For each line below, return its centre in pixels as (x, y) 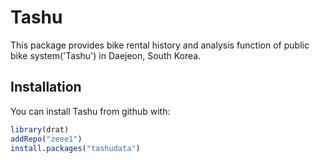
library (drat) (40, 129)
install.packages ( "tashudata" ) (75, 148)
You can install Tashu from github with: (90, 111)
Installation (46, 87)
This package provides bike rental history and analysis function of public (160, 45)
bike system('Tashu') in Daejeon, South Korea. (106, 55)
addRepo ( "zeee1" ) (46, 139)
